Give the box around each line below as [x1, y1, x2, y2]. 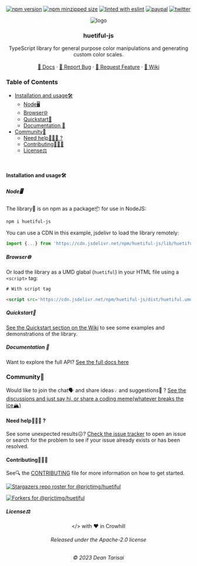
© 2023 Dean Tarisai [73, 554, 124, 561]
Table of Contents [6, 78, 59, 86]
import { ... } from [6, 241, 51, 247]
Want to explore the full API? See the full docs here [6, 358, 129, 366]
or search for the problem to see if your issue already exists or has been [6, 437, 181, 444]
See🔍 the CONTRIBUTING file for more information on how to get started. [6, 469, 185, 477]
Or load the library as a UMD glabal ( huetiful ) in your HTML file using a [6, 268, 179, 275]
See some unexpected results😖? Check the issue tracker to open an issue [6, 431, 186, 438]
